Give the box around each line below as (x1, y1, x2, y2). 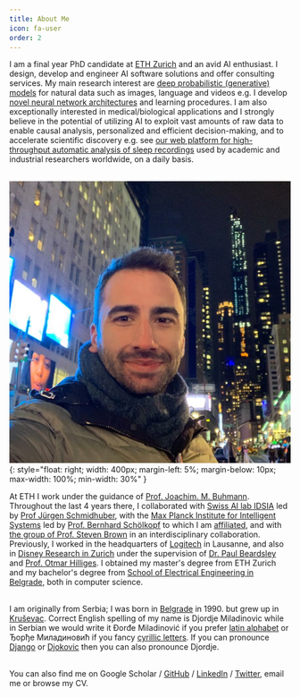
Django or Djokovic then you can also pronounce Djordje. (9, 642, 220, 652)
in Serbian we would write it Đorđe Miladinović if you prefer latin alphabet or (9, 623, 289, 633)
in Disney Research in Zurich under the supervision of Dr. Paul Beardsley (9, 548, 277, 559)
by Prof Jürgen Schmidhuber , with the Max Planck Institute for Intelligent (9, 510, 277, 521)
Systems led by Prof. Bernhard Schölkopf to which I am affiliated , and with (9, 520, 282, 531)
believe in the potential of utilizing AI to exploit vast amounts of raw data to (9, 116, 284, 127)
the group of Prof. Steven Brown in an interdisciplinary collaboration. (9, 529, 261, 540)
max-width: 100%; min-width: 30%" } (9, 474, 147, 485)
